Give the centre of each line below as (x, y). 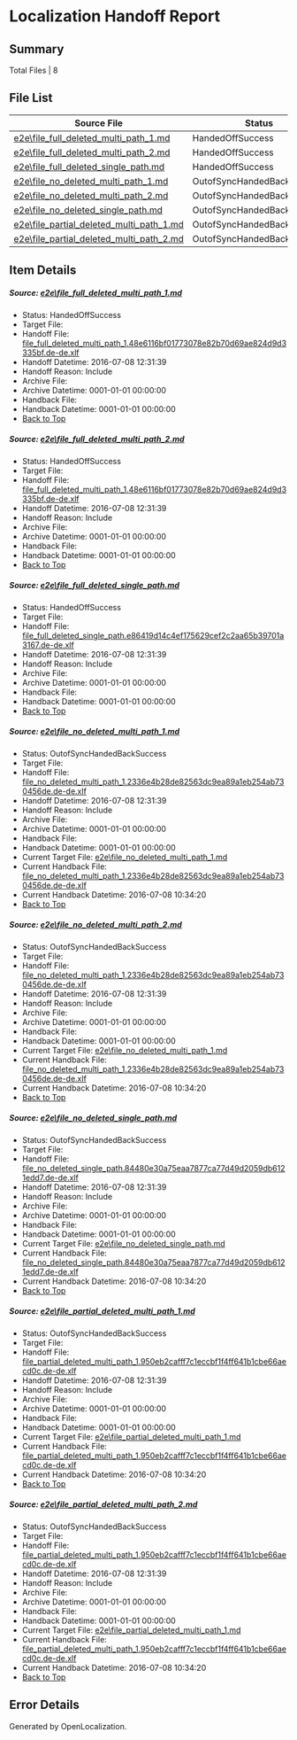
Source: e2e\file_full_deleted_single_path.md (94, 585)
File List (31, 98)
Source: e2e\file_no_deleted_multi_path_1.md (95, 731)
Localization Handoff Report (115, 16)
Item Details (43, 271)
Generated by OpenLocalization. (68, 1726)
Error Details (44, 1705)
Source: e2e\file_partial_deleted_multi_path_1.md (103, 1311)
